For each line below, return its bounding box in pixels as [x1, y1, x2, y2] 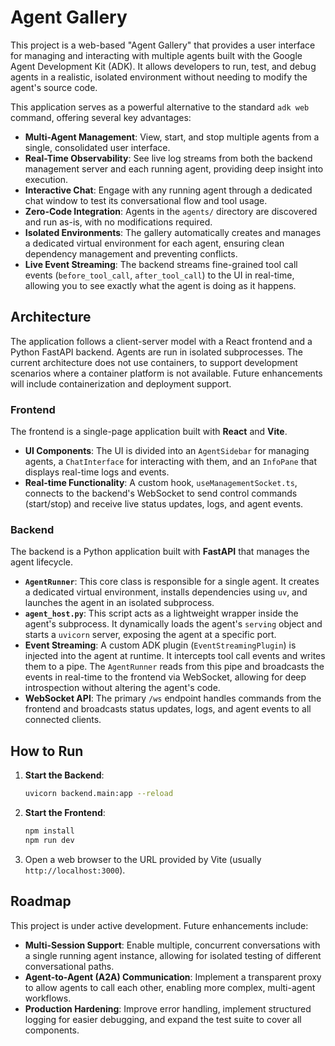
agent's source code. [10, 81, 98, 93]
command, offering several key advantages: [10, 111, 192, 123]
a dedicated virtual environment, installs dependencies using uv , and [24, 586, 308, 598]
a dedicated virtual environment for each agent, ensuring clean [24, 237, 285, 249]
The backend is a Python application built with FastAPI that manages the [10, 546, 310, 558]
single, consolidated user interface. [24, 141, 171, 153]
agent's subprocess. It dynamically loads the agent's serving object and [24, 618, 323, 630]
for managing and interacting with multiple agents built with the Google [10, 49, 303, 61]
